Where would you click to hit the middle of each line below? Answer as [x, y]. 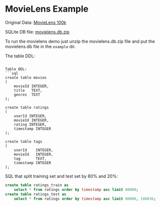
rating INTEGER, [30, 124]
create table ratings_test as [36, 194]
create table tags [24, 141]
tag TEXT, [30, 159]
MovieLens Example [47, 9]
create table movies [26, 77]
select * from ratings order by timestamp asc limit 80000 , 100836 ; [85, 199]
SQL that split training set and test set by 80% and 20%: [61, 176]
